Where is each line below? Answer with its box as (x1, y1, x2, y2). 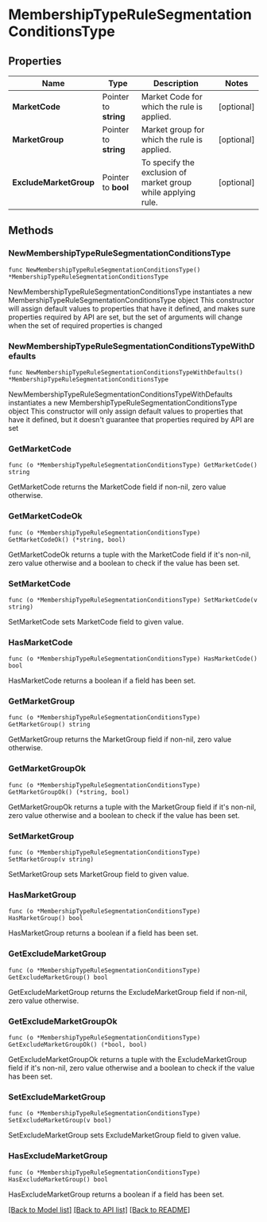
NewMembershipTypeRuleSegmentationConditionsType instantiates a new (8, 287, 253, 296)
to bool (102, 182, 130, 193)
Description (153, 78, 199, 88)
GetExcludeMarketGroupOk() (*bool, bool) (8, 1040, 148, 1048)
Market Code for (141, 92, 203, 102)
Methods (8, 224, 54, 237)
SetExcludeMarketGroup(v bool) (8, 1117, 112, 1125)
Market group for (141, 124, 205, 135)
